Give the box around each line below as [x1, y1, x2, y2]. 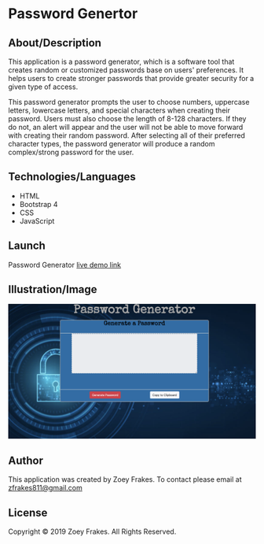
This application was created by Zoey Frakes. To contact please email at [8, 475, 242, 484]
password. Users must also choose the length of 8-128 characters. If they [8, 114, 247, 123]
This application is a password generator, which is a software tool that [8, 57, 235, 66]
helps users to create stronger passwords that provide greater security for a [8, 74, 255, 83]
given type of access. [8, 82, 79, 91]
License [8, 505, 48, 520]
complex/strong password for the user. [8, 147, 134, 157]
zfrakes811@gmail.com [8, 483, 82, 493]
